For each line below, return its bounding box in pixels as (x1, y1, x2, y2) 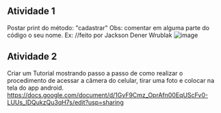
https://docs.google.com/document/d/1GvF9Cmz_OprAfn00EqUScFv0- (7, 90, 209, 99)
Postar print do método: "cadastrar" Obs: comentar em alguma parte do (7, 23, 210, 32)
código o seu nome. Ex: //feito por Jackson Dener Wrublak (7, 31, 172, 39)
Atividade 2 (7, 51, 57, 62)
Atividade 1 (7, 5, 55, 17)
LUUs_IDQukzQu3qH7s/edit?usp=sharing (7, 98, 125, 106)
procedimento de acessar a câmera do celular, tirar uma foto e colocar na (7, 76, 214, 84)
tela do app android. (7, 84, 64, 92)
